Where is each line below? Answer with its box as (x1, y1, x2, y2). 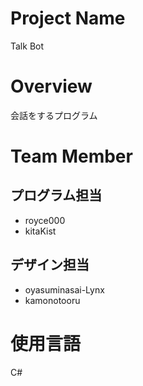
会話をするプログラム (10, 109, 98, 121)
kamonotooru (24, 294, 81, 306)
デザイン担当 (10, 257, 90, 274)
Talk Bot (10, 40, 45, 52)
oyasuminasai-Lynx (24, 283, 105, 296)
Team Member (10, 145, 133, 168)
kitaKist (24, 225, 57, 237)
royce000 (24, 214, 66, 226)
